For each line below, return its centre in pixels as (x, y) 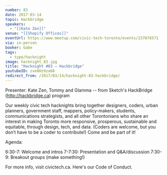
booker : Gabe (19, 48)
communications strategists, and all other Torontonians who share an (77, 116)
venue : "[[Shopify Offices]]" (37, 33)
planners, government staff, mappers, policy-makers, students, (70, 111)
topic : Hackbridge (24, 19)
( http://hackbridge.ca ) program (37, 95)
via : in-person (21, 43)
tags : (11, 52)
